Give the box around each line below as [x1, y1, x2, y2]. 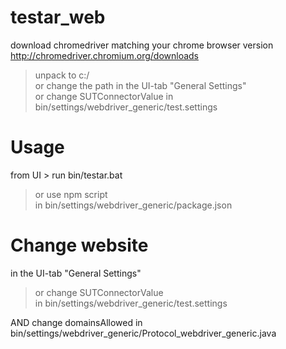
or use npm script [34, 188, 108, 200]
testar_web [10, 6, 106, 29]
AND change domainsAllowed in [10, 316, 143, 328]
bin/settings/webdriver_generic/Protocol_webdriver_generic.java [10, 327, 277, 339]
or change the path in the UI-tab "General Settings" [34, 79, 247, 91]
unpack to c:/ [34, 69, 90, 81]
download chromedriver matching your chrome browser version [10, 39, 274, 51]
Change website [10, 234, 149, 257]
